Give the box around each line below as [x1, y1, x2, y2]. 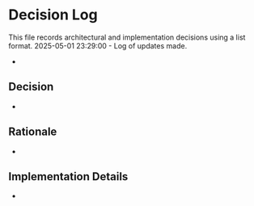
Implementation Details [8, 170, 129, 183]
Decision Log [8, 6, 99, 24]
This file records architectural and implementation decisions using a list [8, 32, 246, 42]
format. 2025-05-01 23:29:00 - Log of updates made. [8, 40, 188, 50]
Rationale [8, 125, 57, 139]
